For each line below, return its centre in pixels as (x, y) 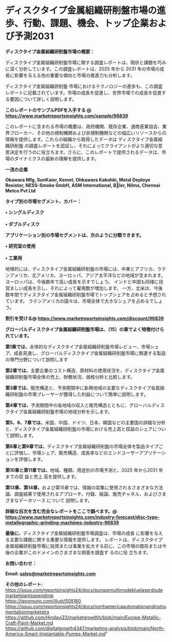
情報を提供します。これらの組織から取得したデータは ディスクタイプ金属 (82, 139)
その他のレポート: (24, 584)
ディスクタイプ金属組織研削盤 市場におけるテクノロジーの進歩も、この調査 (84, 86)
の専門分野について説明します (37, 359)
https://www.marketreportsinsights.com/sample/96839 (67, 116)
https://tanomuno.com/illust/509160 (43, 601)
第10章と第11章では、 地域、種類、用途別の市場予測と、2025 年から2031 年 (84, 470)
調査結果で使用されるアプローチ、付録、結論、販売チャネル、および (86, 494)
